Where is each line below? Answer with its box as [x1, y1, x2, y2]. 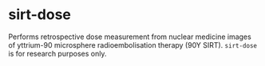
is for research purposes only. [8, 49, 107, 58]
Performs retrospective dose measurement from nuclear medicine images [8, 32, 251, 41]
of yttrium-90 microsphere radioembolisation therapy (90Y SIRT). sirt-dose [8, 40, 258, 49]
